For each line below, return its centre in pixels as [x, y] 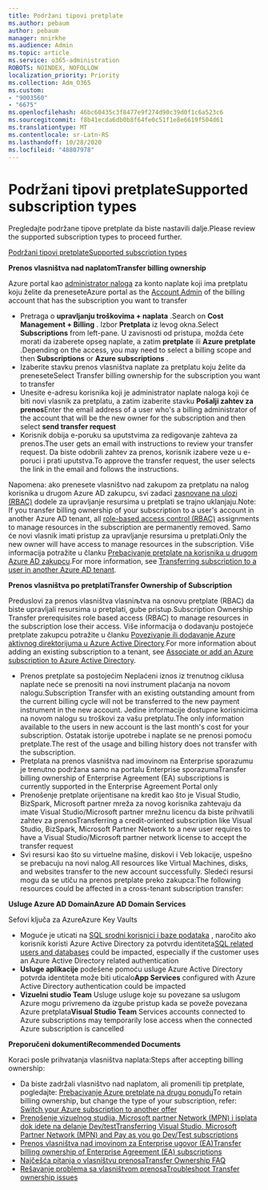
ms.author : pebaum [39, 23]
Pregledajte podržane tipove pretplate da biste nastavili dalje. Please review [132, 228]
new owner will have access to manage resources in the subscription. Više [131, 545]
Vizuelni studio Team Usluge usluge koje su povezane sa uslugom [130, 995]
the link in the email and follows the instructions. [99, 469]
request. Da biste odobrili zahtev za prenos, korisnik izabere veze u [131, 452]
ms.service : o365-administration [64, 61]
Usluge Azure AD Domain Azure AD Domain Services [97, 904]
